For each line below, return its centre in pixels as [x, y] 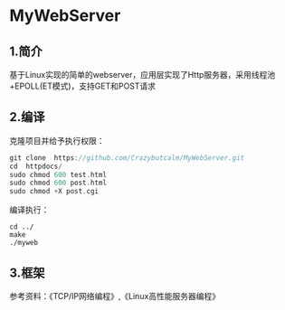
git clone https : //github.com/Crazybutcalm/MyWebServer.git [127, 158]
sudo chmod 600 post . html [58, 183]
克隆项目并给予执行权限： [57, 140]
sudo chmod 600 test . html [58, 174]
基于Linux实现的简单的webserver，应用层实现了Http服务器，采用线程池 [142, 75]
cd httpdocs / [36, 166]
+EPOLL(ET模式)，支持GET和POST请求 [83, 86]
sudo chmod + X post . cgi [54, 192]
